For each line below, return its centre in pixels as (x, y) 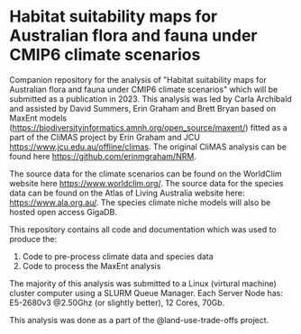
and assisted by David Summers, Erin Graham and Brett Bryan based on (143, 108)
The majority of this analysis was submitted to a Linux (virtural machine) (143, 283)
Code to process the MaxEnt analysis (91, 266)
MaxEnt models (38, 118)
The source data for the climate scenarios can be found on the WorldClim (146, 174)
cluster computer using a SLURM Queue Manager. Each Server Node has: (146, 293)
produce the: (33, 239)
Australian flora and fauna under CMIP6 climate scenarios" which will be (144, 89)
